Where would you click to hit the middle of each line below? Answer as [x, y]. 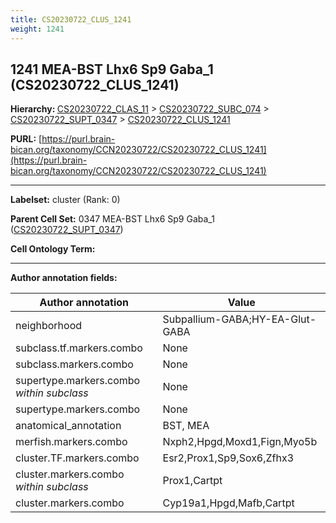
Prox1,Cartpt [192, 481]
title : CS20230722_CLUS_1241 [71, 19]
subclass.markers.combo [74, 364]
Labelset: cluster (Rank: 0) [65, 200]
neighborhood [49, 326]
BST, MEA [186, 426]
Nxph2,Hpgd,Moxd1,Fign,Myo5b [240, 442]
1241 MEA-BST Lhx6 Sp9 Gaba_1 [112, 69]
